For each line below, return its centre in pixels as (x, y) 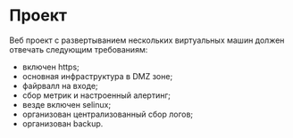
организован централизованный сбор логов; (108, 114)
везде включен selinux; (67, 104)
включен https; (51, 67)
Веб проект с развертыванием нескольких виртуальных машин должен (147, 40)
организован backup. (63, 123)
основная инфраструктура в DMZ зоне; (97, 76)
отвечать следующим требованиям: (79, 49)
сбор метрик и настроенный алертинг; (96, 95)
